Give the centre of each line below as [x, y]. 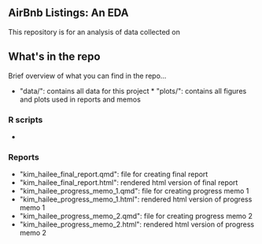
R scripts [26, 120]
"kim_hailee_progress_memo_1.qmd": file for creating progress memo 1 [134, 191]
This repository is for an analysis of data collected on [94, 31]
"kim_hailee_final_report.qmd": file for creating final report [114, 174]
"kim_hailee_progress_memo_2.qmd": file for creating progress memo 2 [136, 216]
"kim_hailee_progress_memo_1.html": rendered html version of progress [136, 199]
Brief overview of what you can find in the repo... [87, 76]
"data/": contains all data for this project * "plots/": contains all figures [133, 91]
